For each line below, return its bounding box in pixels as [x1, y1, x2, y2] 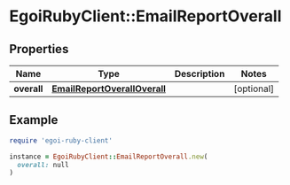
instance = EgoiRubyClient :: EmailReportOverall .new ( [9, 152, 208, 161]
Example [9, 112, 59, 127]
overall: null [17, 160, 69, 169]
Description [174, 68, 225, 80]
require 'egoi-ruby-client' [9, 135, 114, 145]
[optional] [233, 82, 275, 95]
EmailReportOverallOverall [51, 82, 167, 95]
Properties [9, 42, 69, 57]
